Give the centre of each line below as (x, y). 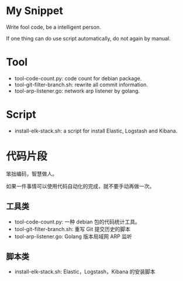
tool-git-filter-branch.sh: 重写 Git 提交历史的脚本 (72, 229)
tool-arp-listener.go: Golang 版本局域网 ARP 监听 (73, 236)
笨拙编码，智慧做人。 (32, 174)
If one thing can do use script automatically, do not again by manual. (89, 38)
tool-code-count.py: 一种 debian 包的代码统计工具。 (77, 222)
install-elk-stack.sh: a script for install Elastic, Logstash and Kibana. (96, 131)
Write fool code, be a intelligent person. (53, 27)
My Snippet (34, 11)
